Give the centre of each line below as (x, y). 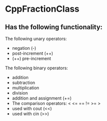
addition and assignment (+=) (42, 98)
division (20, 93)
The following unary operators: (36, 39)
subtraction (24, 82)
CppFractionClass (42, 9)
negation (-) (24, 48)
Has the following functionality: (54, 27)
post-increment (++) (33, 53)
